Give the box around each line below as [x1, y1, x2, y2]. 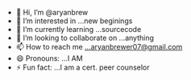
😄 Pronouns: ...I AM [15, 54, 83, 63]
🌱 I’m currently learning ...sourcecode [15, 25, 142, 34]
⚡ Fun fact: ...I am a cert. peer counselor [15, 62, 151, 72]
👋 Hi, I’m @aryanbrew [15, 8, 89, 17]
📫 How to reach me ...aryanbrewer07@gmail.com [15, 42, 183, 51]
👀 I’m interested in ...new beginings [15, 16, 133, 26]
